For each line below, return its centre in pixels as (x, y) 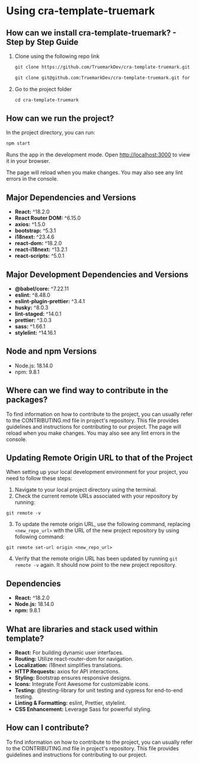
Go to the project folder (43, 89)
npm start (18, 143)
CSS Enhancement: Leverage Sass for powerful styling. (83, 709)
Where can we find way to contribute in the (87, 391)
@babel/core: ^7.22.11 (42, 288)
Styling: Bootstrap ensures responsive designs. (73, 678)
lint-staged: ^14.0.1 (38, 314)
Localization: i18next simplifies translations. (68, 665)
